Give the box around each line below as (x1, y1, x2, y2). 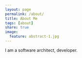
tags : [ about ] (5, 20, 34, 26)
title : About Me (5, 16, 38, 21)
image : (5, 29, 18, 34)
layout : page (5, 7, 31, 12)
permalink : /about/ (5, 12, 44, 16)
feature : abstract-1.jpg (9, 34, 59, 39)
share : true (5, 25, 29, 30)
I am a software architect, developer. (5, 47, 78, 53)
